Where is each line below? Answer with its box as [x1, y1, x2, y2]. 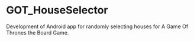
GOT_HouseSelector [6, 4, 108, 17]
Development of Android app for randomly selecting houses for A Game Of [6, 23, 189, 30]
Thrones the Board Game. [6, 29, 69, 36]
